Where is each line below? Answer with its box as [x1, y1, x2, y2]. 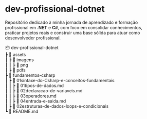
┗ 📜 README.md [5, 108, 38, 114]
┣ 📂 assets [5, 51, 26, 57]
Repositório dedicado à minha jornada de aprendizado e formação [5, 19, 138, 25]
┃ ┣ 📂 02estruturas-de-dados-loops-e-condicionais [5, 103, 109, 109]
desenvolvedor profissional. [5, 35, 61, 41]
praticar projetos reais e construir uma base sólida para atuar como [5, 30, 140, 35]
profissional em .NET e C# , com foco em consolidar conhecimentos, [5, 24, 143, 30]
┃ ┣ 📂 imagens [5, 57, 34, 63]
